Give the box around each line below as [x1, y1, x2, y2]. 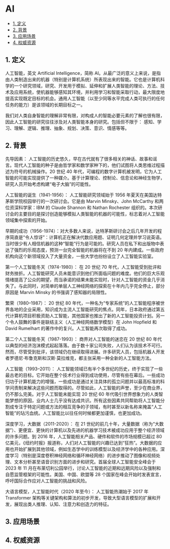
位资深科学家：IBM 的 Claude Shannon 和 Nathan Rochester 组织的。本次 [5, 204, 158, 210]
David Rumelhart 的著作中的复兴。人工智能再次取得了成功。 [5, 325, 130, 331]
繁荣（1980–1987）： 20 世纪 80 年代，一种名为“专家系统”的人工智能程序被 [5, 300, 160, 306]
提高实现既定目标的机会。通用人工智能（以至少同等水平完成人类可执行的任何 [5, 95, 165, 101]
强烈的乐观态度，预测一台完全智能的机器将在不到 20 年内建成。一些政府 [14, 246, 164, 253]
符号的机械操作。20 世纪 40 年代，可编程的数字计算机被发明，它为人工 [14, 168, 162, 175]
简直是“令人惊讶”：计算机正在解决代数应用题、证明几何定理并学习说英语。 [9, 234, 164, 240]
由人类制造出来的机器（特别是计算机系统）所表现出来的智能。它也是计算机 [5, 76, 160, 82]
